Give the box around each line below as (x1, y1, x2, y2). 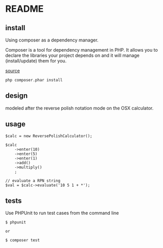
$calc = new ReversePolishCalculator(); (5, 133, 93, 139)
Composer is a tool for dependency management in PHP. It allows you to (5, 47, 158, 53)
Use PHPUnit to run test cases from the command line (5, 210, 119, 216)
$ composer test (5, 238, 40, 243)
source (5, 67, 20, 74)
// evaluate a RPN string (5, 178, 60, 183)
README (5, 3, 44, 15)
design (5, 92, 28, 100)
